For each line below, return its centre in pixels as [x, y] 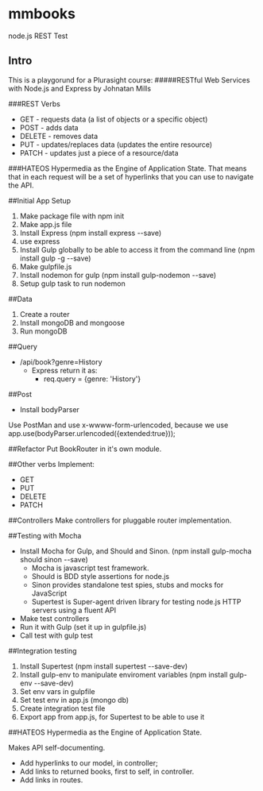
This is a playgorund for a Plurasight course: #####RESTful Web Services [129, 79]
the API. [21, 185]
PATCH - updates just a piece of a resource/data [99, 152]
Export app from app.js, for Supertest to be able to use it [112, 716]
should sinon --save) [54, 559]
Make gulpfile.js [46, 266]
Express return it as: [64, 370]
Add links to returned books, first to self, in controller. [107, 771]
